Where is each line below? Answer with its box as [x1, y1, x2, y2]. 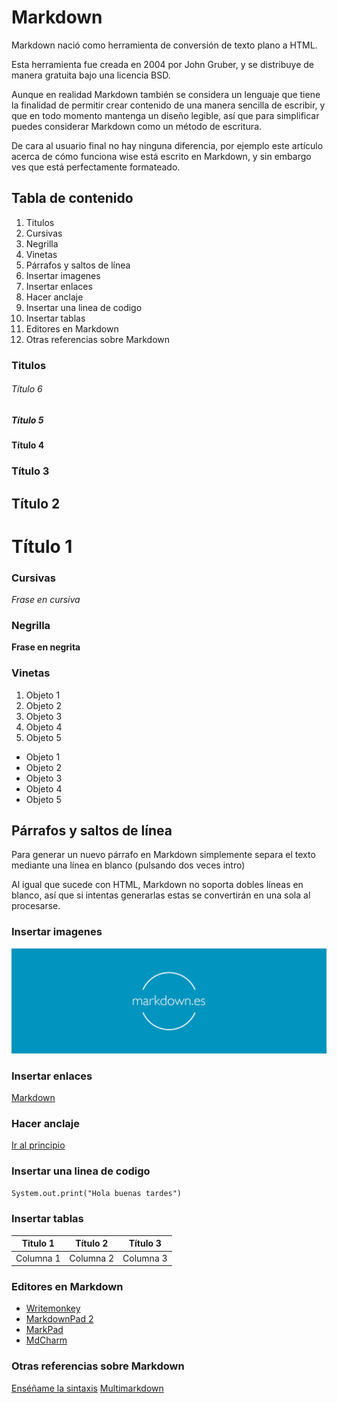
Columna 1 [15, 1252, 61, 1264]
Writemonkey [25, 1302, 81, 1315]
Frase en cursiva [11, 594, 81, 606]
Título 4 [11, 439, 45, 451]
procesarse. [11, 900, 61, 912]
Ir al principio [11, 1139, 66, 1151]
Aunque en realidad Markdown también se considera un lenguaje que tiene [11, 88, 321, 100]
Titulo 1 [21, 1237, 55, 1250]
